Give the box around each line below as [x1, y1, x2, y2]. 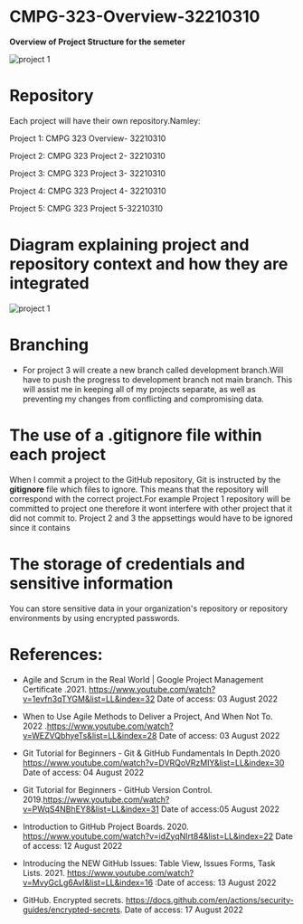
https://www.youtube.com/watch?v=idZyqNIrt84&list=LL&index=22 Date [22, 830, 294, 842]
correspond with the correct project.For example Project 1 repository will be [9, 493, 291, 504]
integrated [9, 273, 90, 294]
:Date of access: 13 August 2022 [155, 877, 277, 888]
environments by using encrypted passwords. [9, 612, 181, 623]
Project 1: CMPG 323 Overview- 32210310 [9, 133, 166, 144]
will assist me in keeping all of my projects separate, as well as [22, 383, 256, 394]
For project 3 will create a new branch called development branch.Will [22, 364, 284, 375]
